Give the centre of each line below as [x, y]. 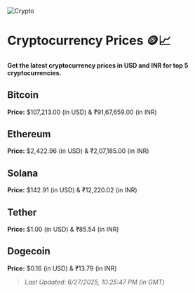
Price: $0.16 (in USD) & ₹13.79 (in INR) [62, 268]
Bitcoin [23, 95]
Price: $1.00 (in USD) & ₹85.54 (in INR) [63, 230]
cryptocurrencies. [34, 73]
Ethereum [29, 134]
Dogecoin [29, 251]
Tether [22, 212]
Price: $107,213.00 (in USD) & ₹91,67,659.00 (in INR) [82, 112]
